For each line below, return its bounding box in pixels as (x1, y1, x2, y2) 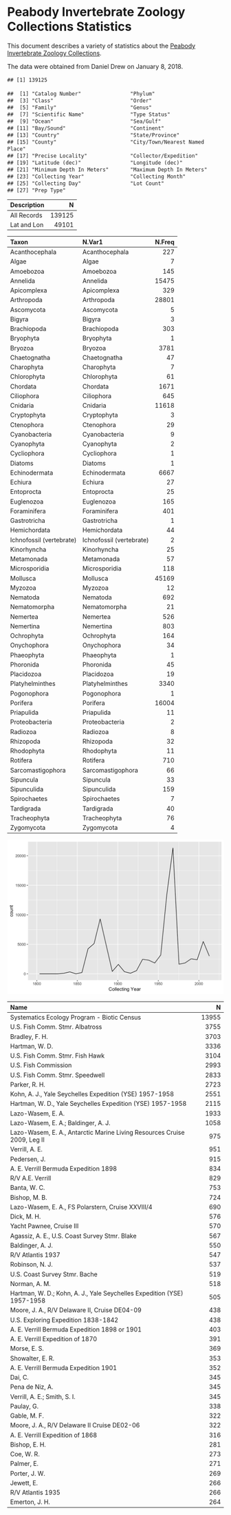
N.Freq (155, 237, 175, 246)
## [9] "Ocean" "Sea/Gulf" (7, 118, 162, 125)
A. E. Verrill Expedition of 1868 (10, 1431, 98, 1439)
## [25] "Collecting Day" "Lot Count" (7, 180, 165, 187)
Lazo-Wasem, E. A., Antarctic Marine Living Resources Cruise (10, 1129, 185, 1137)
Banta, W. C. (10, 1184, 45, 1192)
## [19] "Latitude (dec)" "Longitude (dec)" (7, 159, 184, 166)
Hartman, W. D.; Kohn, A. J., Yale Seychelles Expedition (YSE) (10, 1289, 184, 1298)
